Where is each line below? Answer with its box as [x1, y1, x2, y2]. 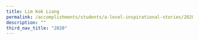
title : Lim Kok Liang [6, 8, 60, 15]
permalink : [6, 14, 33, 20]
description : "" [6, 19, 46, 25]
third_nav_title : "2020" [6, 25, 68, 31]
